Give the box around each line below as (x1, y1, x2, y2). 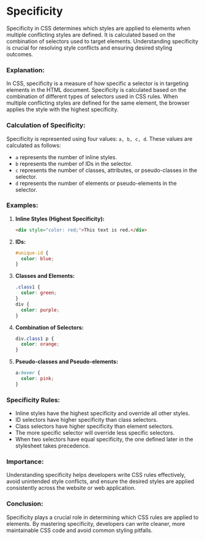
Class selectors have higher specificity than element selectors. (15, 422, 174, 430)
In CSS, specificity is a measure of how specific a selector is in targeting (6, 80, 188, 87)
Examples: (6, 201, 39, 209)
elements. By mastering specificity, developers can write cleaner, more (6, 520, 185, 527)
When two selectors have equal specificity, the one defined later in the (15, 436, 194, 443)
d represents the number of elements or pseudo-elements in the (15, 179, 177, 187)
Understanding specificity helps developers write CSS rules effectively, (6, 471, 186, 479)
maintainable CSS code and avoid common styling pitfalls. (6, 527, 153, 534)
